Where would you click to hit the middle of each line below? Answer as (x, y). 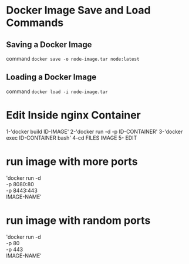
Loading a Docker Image (51, 77)
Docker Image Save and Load (78, 10)
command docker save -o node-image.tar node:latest (73, 59)
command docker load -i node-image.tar (57, 91)
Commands (35, 23)
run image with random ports (78, 220)
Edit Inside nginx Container (73, 115)
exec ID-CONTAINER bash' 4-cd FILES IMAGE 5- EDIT (72, 138)
